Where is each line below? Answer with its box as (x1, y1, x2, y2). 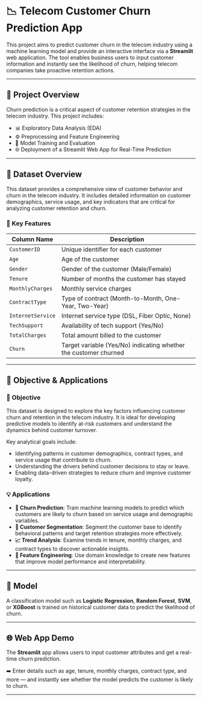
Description (110, 235, 144, 244)
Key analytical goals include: (6, 438, 77, 445)
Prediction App (6, 21, 83, 35)
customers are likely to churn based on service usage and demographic (14, 510, 194, 518)
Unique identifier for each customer (61, 245, 162, 253)
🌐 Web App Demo (6, 633, 75, 643)
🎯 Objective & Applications (6, 376, 108, 386)
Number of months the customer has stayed (61, 274, 186, 283)
